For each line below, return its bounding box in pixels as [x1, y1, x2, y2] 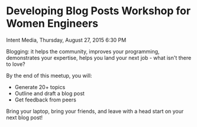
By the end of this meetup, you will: [6, 72, 92, 79]
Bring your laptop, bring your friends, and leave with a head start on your [6, 107, 184, 115]
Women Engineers [6, 17, 99, 30]
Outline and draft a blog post [14, 90, 85, 97]
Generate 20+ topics [14, 83, 66, 90]
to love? [6, 61, 25, 68]
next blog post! [6, 114, 43, 121]
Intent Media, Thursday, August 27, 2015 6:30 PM [6, 36, 127, 43]
